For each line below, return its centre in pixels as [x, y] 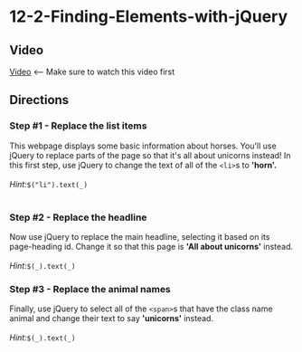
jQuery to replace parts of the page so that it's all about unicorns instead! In [150, 155]
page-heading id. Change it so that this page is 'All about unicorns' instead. [151, 246]
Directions [39, 100]
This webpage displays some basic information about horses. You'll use [143, 146]
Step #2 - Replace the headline [78, 217]
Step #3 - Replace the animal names [90, 289]
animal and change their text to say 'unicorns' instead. [112, 319]
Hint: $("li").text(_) [49, 184]
